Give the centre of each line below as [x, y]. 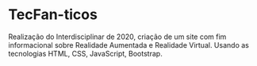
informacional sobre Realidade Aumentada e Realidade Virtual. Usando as [129, 45]
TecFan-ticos [53, 15]
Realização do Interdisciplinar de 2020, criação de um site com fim [117, 37]
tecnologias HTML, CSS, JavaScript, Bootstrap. [85, 53]
